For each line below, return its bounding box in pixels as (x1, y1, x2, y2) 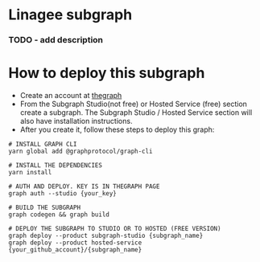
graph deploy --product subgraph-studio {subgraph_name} (8, 231, 204, 240)
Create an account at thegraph (19, 91, 122, 100)
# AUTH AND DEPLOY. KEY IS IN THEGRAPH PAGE (8, 182, 160, 190)
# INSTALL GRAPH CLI (8, 141, 78, 149)
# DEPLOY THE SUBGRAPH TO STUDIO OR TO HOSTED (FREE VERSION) (8, 225, 221, 233)
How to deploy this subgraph (8, 64, 205, 82)
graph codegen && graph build (8, 211, 110, 219)
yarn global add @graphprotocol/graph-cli (8, 147, 153, 156)
